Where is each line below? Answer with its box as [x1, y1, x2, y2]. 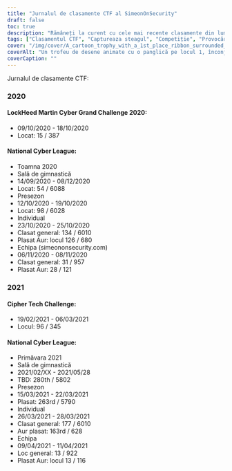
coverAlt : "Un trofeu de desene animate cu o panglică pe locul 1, [7, 49, 206, 56]
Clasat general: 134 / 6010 [17, 229, 92, 237]
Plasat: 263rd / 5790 [17, 398, 76, 406]
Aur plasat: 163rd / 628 [17, 427, 83, 436]
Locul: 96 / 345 [17, 322, 61, 331]
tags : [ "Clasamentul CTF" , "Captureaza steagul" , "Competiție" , [7, 36, 196, 43]
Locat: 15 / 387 [17, 131, 60, 139]
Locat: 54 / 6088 [17, 185, 66, 193]
